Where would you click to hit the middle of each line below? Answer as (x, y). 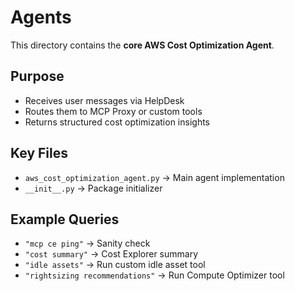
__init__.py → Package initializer (93, 188)
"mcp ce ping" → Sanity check (87, 243)
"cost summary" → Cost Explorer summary (111, 254)
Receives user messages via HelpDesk (104, 100)
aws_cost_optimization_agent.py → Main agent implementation (154, 177)
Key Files (39, 153)
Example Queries (65, 219)
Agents (41, 17)
